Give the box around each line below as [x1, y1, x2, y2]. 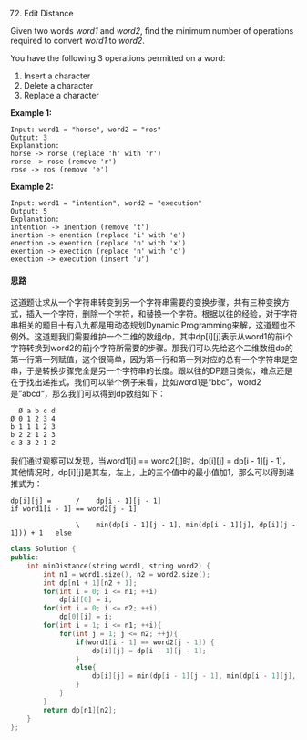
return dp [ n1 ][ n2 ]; [43, 705, 118, 714]
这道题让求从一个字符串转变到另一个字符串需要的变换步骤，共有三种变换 [10, 297, 281, 308]
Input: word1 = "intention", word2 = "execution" [10, 199, 203, 208]
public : [10, 553, 40, 562]
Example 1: [10, 108, 53, 118]
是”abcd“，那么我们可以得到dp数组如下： [10, 388, 167, 400]
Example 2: [10, 182, 54, 192]
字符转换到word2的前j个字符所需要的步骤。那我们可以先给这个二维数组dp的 [10, 342, 294, 354]
